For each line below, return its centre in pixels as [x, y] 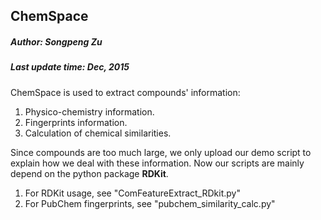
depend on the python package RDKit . [89, 173]
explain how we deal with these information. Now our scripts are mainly [157, 163]
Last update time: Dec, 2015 [70, 67]
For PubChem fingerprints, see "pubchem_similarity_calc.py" [150, 203]
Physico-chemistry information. [89, 111]
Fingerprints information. [76, 122]
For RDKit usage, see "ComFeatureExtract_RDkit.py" [132, 193]
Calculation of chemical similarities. [98, 133]
